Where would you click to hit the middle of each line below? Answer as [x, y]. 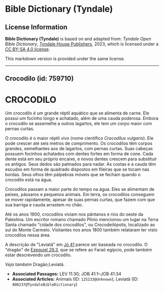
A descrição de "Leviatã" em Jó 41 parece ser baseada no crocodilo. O [76, 245]
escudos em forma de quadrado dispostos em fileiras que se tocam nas [77, 169]
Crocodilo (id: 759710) [40, 79]
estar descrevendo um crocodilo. [38, 255]
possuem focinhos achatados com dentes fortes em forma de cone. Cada [79, 154]
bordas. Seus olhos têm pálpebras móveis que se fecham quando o [73, 175]
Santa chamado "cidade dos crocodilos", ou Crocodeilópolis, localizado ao [80, 225]
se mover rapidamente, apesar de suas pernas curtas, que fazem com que [80, 200]
